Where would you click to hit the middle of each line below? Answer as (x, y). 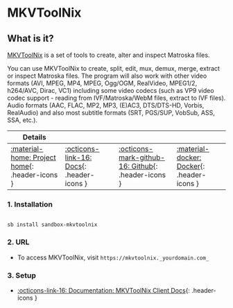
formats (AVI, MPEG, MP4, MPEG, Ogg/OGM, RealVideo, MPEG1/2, (102, 83)
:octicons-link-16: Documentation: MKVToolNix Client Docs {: (104, 290)
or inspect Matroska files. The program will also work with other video (107, 76)
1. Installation (30, 204)
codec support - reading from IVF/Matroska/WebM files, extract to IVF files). (116, 98)
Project (44, 157)
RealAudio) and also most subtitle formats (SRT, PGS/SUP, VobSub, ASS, (111, 113)
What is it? (31, 38)
